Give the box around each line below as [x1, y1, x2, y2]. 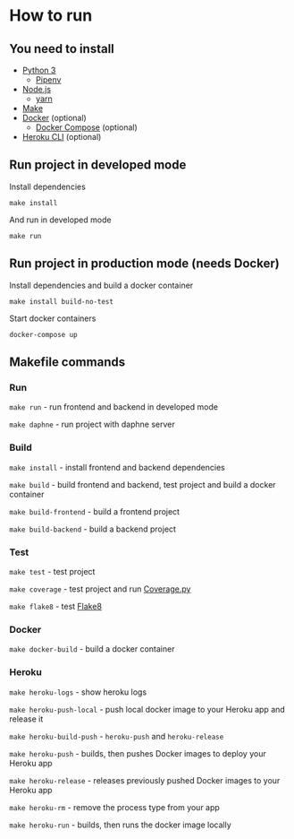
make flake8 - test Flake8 [9, 601, 103, 611]
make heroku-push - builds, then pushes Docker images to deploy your [9, 748, 266, 758]
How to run [9, 5, 93, 26]
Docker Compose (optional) [35, 122, 139, 133]
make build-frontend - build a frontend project [9, 506, 181, 516]
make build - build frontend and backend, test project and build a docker [9, 479, 276, 489]
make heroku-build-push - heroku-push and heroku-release [9, 731, 224, 741]
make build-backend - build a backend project [9, 523, 177, 534]
